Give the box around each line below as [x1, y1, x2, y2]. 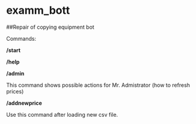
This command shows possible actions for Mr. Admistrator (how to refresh [6, 81, 191, 89]
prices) [6, 87, 24, 95]
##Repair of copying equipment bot [6, 23, 94, 31]
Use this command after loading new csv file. [6, 111, 118, 118]
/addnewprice [6, 99, 42, 107]
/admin [6, 69, 25, 77]
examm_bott [6, 4, 70, 17]
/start [6, 46, 21, 54]
